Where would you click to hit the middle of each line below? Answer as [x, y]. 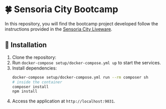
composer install [30, 87]
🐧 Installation [26, 45]
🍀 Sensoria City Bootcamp [61, 9]
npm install [25, 92]
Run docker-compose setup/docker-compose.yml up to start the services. [87, 62]
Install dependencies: [34, 68]
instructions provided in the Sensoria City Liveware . [58, 29]
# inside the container [37, 82]
